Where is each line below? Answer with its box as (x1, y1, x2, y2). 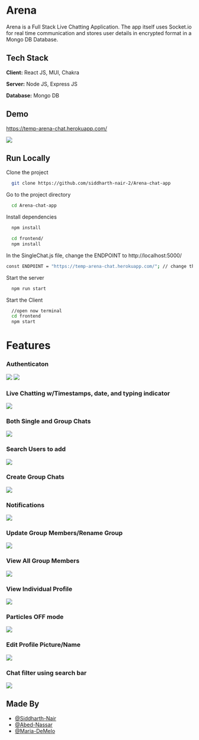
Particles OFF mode (6, 612, 64, 621)
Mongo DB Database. (6, 36, 59, 43)
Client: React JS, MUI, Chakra (6, 69, 80, 76)
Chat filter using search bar (6, 669, 87, 677)
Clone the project (6, 169, 49, 176)
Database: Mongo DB (6, 91, 59, 99)
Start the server (6, 274, 44, 281)
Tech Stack (6, 53, 49, 63)
